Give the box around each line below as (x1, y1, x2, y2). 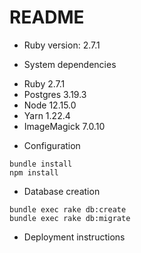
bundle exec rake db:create (9, 204, 127, 215)
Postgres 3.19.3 (23, 88, 87, 100)
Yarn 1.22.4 (23, 109, 71, 121)
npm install (9, 167, 59, 178)
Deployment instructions (23, 231, 126, 243)
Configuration (23, 139, 81, 151)
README (9, 6, 85, 29)
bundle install (9, 159, 73, 169)
